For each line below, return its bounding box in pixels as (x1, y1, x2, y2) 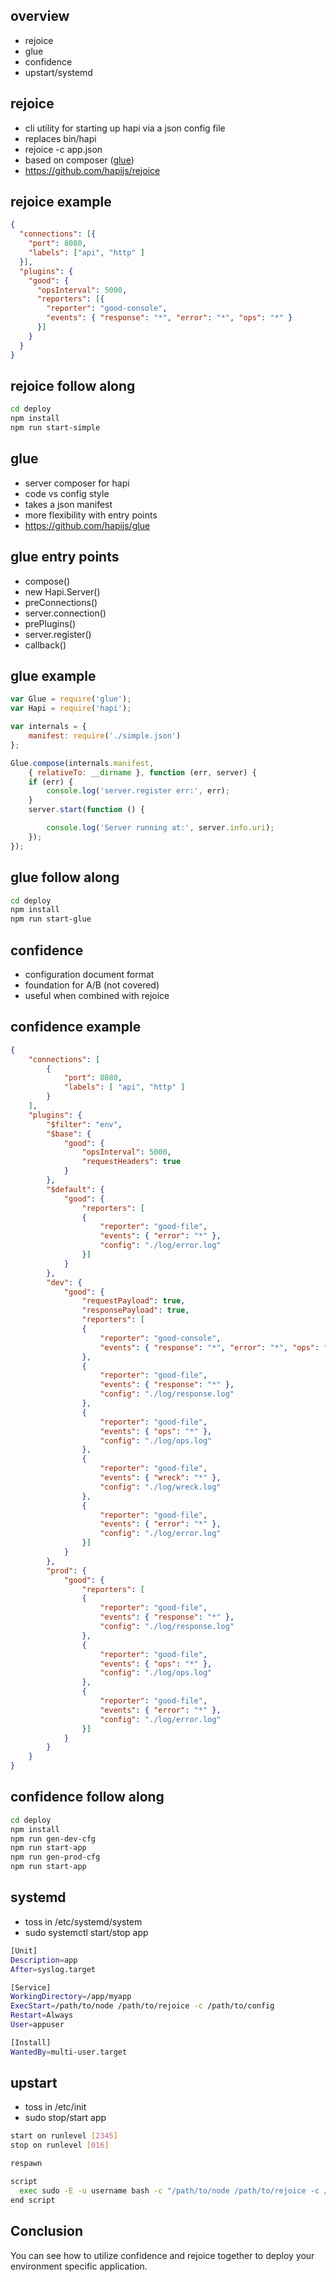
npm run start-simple (10, 423, 101, 433)
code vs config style (24, 487, 110, 499)
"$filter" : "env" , (46, 1119, 123, 1129)
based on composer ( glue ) (24, 154, 135, 166)
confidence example (10, 1019, 142, 1036)
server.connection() (24, 607, 107, 619)
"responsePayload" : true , (81, 1305, 190, 1316)
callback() (24, 639, 67, 651)
